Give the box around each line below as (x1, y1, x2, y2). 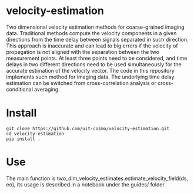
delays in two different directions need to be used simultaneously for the (6, 60, 182, 68)
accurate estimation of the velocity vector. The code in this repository (6, 67, 175, 74)
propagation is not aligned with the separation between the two (6, 48, 160, 55)
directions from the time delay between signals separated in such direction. (6, 36, 189, 43)
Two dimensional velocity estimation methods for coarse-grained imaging (6, 23, 185, 30)
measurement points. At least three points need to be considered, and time (6, 55, 188, 62)
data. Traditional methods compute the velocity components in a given (6, 29, 177, 36)
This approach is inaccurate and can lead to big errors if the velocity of (6, 42, 178, 49)
